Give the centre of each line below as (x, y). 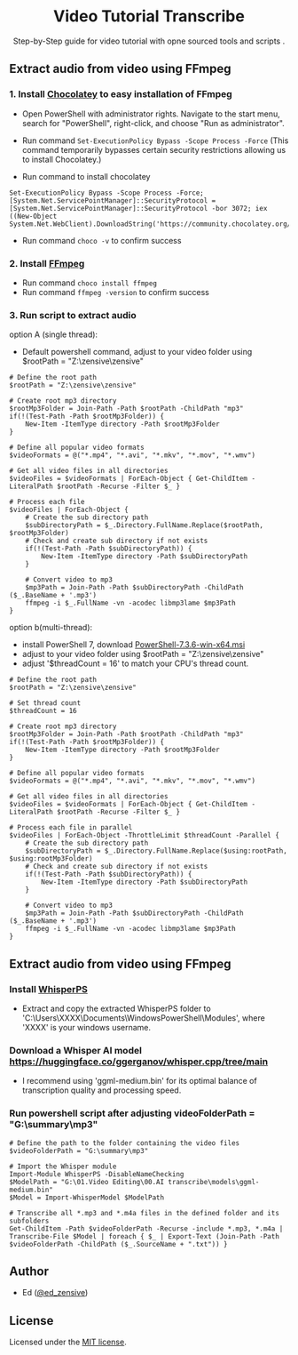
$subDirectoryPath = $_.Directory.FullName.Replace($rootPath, (145, 525)
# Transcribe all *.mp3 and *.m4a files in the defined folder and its (144, 1213)
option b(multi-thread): (51, 628)
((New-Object (33, 216)
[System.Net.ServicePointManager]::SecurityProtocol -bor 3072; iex (138, 208)
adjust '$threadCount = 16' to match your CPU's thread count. (135, 663)
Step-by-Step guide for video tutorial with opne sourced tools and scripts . (149, 41)
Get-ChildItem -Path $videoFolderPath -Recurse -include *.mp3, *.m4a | (146, 1229)
